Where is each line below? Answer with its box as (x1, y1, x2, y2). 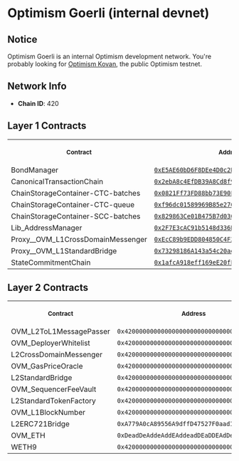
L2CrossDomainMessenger (11, 350, 103, 360)
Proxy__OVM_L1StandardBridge (11, 245, 117, 255)
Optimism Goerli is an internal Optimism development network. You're (7, 52, 212, 60)
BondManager (11, 165, 59, 175)
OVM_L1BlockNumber (11, 408, 85, 418)
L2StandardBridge (11, 373, 73, 383)
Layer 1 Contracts (7, 120, 87, 132)
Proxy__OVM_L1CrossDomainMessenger (11, 234, 148, 244)
